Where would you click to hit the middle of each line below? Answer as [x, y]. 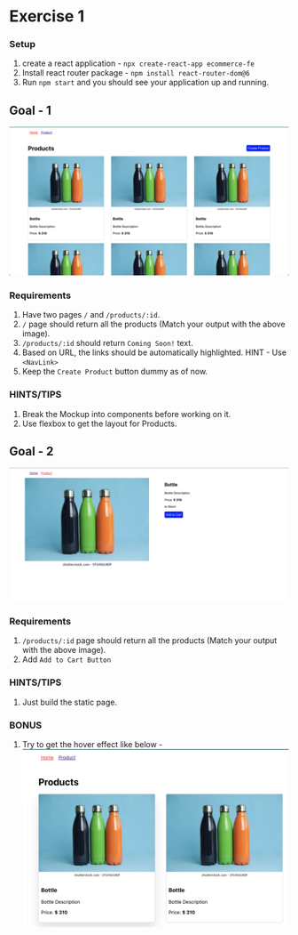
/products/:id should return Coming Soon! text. [107, 343]
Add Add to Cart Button [67, 659]
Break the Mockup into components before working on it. [126, 414]
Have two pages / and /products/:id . [91, 315]
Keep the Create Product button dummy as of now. [115, 372]
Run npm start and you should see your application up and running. [145, 83]
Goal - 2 [31, 451]
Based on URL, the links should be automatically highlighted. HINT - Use [154, 352]
